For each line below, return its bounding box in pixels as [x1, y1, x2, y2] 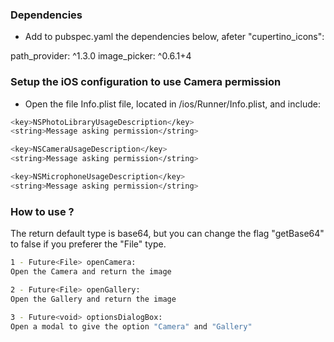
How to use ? [10, 204, 75, 218]
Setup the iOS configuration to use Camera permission [10, 75, 282, 89]
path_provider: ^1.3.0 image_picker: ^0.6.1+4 [10, 50, 192, 62]
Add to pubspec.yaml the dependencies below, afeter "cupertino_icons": [24, 31, 325, 43]
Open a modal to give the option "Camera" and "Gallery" [10, 321, 253, 332]
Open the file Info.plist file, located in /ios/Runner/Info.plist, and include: [24, 98, 321, 110]
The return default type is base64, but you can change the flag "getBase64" [10, 228, 325, 240]
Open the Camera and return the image [10, 267, 172, 277]
